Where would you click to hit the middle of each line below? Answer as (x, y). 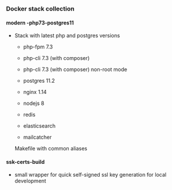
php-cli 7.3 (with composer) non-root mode (75, 69)
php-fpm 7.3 (38, 47)
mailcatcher (37, 137)
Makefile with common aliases (51, 149)
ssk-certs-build (25, 161)
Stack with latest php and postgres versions (67, 36)
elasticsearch (39, 126)
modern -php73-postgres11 (40, 23)
